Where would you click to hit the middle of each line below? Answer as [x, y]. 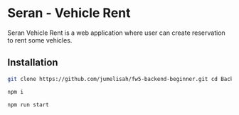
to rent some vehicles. [40, 40]
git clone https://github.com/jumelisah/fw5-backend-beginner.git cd [113, 79]
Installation [33, 63]
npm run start [28, 104]
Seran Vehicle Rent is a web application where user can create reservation [116, 33]
